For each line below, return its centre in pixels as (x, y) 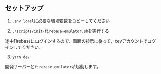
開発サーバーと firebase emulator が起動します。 (53, 66)
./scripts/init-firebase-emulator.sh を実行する (61, 31)
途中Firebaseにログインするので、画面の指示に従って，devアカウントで (76, 41)
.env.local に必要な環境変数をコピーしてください (61, 21)
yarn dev (21, 57)
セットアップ (24, 8)
